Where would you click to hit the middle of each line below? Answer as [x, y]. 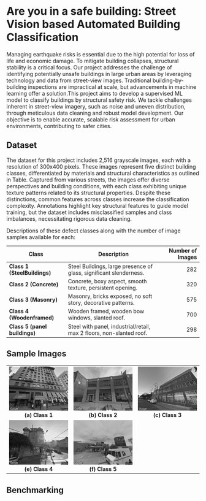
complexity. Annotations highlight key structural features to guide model [97, 205]
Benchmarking [35, 490]
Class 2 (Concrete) [34, 285]
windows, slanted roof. [97, 318]
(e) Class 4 [39, 469]
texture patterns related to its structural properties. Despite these [88, 193]
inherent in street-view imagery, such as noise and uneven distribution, [96, 106]
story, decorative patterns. [101, 303]
